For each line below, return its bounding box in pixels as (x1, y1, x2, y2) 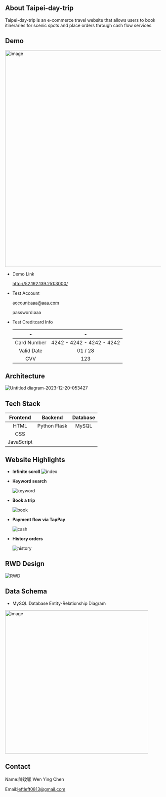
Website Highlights (5, 455, 65, 464)
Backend (41, 414, 63, 421)
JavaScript (7, 438, 33, 445)
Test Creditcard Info (12, 319, 53, 325)
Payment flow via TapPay (12, 517, 66, 523)
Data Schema (5, 587, 47, 596)
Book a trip (12, 497, 36, 503)
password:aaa (12, 309, 41, 315)
